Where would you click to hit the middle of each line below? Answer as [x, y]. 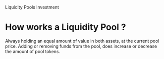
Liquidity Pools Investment [32, 7]
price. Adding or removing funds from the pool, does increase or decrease [81, 46]
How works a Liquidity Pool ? [66, 27]
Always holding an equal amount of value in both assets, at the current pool [82, 41]
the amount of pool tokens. [33, 51]
